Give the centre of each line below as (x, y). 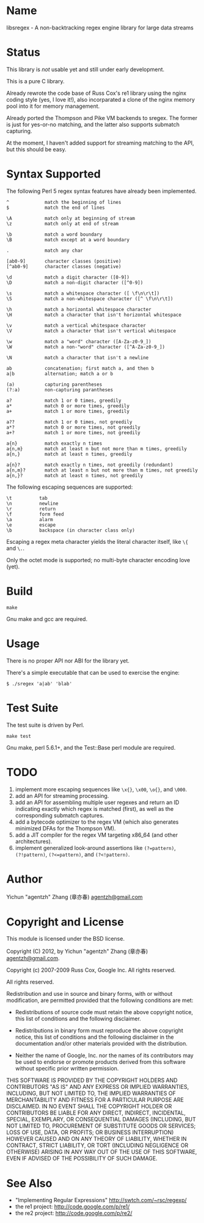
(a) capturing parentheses (54, 384)
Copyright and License (65, 922)
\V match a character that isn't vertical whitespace (91, 331)
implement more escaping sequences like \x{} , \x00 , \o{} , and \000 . (101, 789)
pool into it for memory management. (53, 106)
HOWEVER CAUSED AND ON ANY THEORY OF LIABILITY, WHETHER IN (97, 1139)
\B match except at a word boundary (68, 239)
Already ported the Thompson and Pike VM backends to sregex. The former (102, 118)
